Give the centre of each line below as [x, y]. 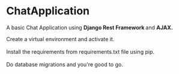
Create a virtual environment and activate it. [60, 39]
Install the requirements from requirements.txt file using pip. [80, 51]
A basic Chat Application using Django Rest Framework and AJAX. [89, 27]
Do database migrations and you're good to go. [65, 64]
